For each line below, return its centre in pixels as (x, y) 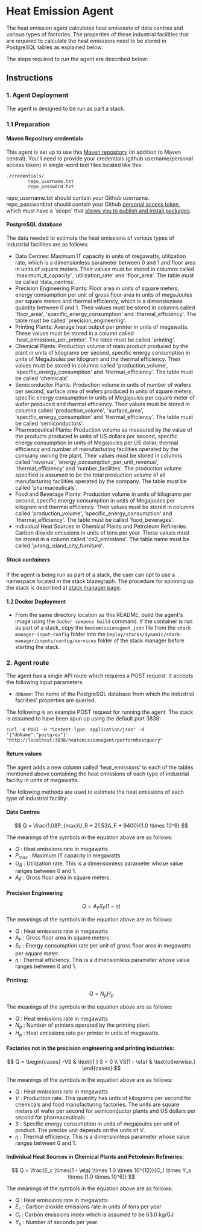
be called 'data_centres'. (45, 282)
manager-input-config (42, 635)
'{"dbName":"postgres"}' (37, 735)
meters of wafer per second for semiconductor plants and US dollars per (105, 1111)
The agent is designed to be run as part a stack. (66, 108)
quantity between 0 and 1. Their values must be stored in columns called (105, 308)
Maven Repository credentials (45, 139)
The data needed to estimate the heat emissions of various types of (90, 238)
